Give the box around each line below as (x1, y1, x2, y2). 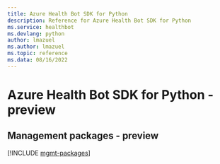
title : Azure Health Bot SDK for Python (7, 10, 129, 18)
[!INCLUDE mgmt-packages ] (7, 148, 91, 157)
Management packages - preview (7, 130, 159, 142)
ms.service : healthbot (7, 23, 74, 30)
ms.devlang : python (7, 30, 65, 37)
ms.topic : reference (7, 50, 69, 57)
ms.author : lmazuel (7, 43, 65, 50)
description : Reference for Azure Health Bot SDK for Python (7, 17, 192, 24)
